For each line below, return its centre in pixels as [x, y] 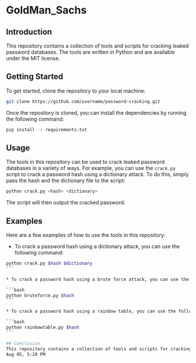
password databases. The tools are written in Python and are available [90, 52]
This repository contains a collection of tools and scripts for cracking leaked [97, 46]
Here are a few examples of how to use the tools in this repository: [86, 235]
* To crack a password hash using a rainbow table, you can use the [91, 311]
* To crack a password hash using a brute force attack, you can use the [98, 279]
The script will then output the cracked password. [66, 203]
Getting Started [35, 77]
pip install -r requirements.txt [47, 129]
